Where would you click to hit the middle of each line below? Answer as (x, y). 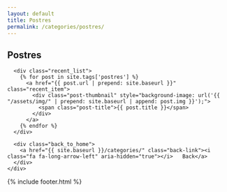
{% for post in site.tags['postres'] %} (79, 77)
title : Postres (29, 20)
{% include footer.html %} (45, 182)
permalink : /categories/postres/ (56, 27)
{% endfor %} (39, 126)
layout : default (31, 14)
